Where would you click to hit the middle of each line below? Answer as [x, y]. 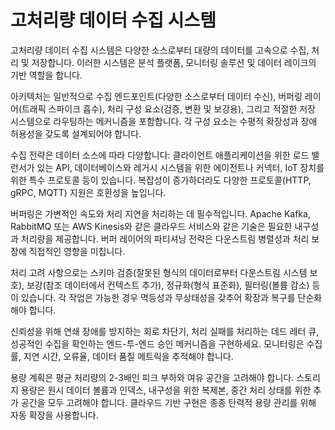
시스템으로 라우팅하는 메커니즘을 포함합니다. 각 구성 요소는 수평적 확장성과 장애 [164, 121]
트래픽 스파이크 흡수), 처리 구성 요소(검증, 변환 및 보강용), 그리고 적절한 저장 [168, 108]
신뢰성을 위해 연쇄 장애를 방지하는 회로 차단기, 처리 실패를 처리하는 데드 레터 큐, [165, 331]
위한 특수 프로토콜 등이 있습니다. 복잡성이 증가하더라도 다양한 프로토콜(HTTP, [161, 180]
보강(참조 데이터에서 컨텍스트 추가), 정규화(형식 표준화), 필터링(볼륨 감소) [168, 285]
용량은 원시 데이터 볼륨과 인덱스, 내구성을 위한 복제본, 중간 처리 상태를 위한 [166, 390]
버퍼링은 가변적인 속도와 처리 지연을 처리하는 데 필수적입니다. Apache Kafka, [160, 213]
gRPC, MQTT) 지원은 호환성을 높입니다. [88, 192]
